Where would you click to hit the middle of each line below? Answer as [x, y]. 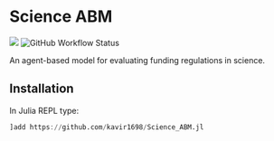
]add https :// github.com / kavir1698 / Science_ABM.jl [107, 127]
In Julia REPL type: [44, 110]
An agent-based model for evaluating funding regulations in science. [137, 60]
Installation [42, 89]
